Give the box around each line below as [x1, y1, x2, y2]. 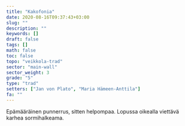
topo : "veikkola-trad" [6, 58, 63, 64]
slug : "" [6, 20, 28, 26]
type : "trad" [6, 81, 39, 87]
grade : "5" [6, 75, 34, 81]
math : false [6, 48, 36, 53]
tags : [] [6, 42, 28, 48]
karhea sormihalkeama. [6, 114, 64, 121]
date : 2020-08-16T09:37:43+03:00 [6, 14, 90, 20]
